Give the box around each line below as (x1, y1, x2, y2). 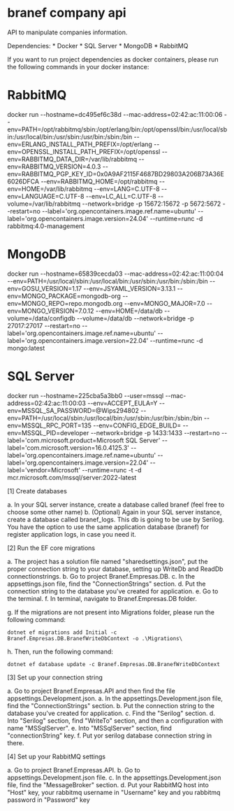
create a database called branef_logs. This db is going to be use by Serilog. (7, 515, 225, 523)
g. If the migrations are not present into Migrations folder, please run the (7, 607, 215, 616)
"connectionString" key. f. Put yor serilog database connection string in (7, 731, 212, 740)
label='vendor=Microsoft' (7, 465, 81, 474)
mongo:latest (7, 344, 45, 352)
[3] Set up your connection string (7, 673, 103, 682)
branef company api (7, 5, 127, 21)
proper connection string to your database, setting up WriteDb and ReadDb (7, 565, 224, 573)
